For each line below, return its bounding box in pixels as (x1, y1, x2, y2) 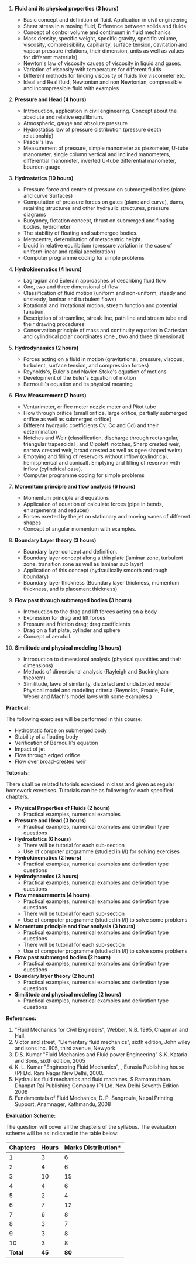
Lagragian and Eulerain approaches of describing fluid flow (23, 277, 167, 284)
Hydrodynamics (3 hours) (14, 873, 79, 880)
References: (6, 1015, 37, 1022)
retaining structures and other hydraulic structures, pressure (23, 205, 169, 211)
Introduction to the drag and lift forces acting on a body (23, 608, 157, 615)
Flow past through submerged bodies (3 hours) (14, 597, 132, 603)
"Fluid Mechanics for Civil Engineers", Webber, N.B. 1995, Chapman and (14, 1026, 188, 1033)
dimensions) (23, 662, 54, 669)
